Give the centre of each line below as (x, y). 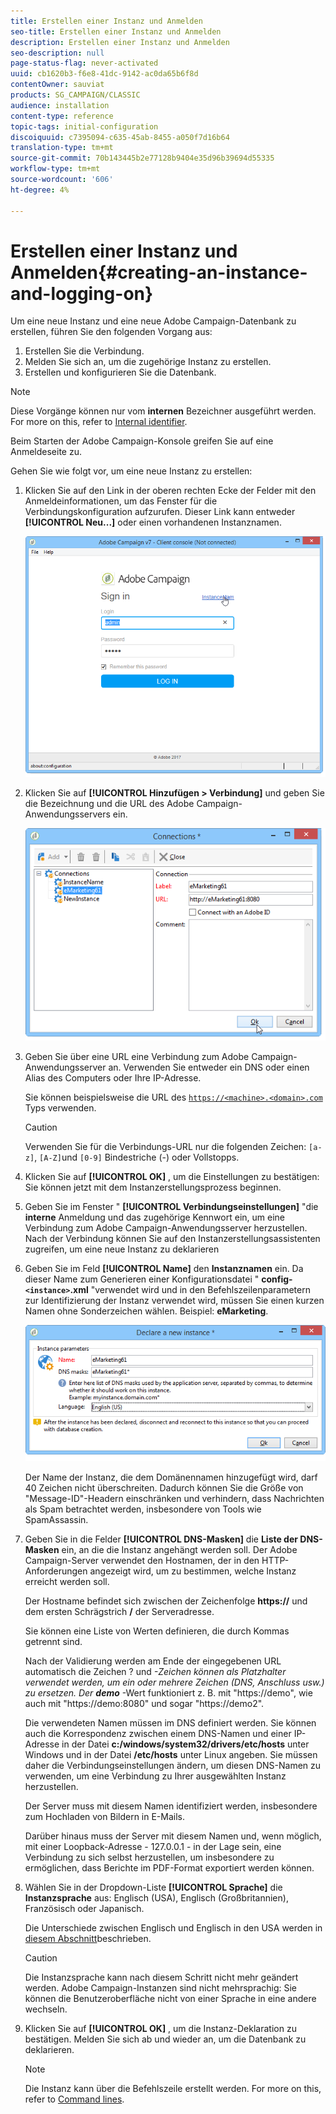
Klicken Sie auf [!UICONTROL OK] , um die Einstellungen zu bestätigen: (172, 1176)
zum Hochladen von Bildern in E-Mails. (105, 1817)
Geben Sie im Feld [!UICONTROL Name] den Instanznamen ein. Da (164, 1268)
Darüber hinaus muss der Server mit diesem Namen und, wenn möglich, (173, 1836)
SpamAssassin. (56, 1520)
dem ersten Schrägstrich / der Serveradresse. (119, 1612)
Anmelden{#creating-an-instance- (159, 272)
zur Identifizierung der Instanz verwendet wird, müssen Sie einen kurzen (174, 1300)
